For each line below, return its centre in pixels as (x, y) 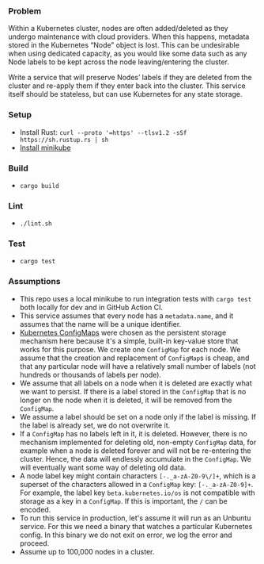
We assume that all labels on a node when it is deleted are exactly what (136, 383)
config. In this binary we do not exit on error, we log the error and (126, 535)
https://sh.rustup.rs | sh (64, 140)
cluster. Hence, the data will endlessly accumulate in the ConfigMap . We (135, 458)
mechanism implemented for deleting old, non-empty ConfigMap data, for (138, 442)
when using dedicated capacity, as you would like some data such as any (128, 54)
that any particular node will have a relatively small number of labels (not (138, 366)
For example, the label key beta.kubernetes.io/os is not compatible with (137, 493)
